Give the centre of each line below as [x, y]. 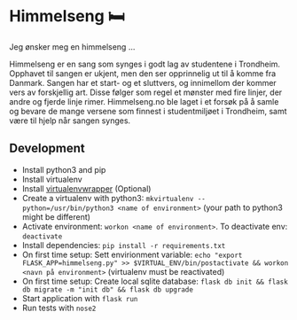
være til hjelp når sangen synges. [70, 121]
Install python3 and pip [64, 169]
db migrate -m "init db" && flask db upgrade [107, 289]
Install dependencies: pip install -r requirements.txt [124, 245]
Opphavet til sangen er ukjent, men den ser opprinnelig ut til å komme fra [143, 73]
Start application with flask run [80, 298]
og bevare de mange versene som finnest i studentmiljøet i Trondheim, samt [148, 111]
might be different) [56, 216]
